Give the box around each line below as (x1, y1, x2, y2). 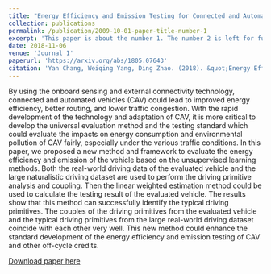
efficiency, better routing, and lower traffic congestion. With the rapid (8, 103, 239, 113)
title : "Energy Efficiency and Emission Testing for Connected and (8, 11, 240, 20)
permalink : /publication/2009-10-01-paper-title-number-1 (8, 27, 207, 35)
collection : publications (8, 19, 95, 27)
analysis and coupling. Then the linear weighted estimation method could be (8, 181, 262, 190)
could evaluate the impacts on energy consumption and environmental (8, 129, 243, 139)
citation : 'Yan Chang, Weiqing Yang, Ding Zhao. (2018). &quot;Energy (8, 64, 251, 73)
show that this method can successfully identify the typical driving (8, 197, 229, 207)
